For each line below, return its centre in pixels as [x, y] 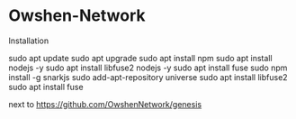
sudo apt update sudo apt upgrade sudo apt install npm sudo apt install [140, 58]
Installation [29, 41]
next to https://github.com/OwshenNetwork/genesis [105, 104]
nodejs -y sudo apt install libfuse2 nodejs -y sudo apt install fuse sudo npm [148, 68]
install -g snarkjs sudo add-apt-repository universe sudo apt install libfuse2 [148, 77]
